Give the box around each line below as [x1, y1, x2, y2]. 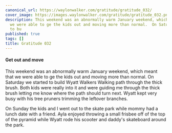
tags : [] [5, 36, 24, 42]
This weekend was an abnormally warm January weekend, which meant [5, 68, 158, 74]
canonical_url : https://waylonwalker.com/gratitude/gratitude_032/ [5, 7, 153, 13]
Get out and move [5, 57, 44, 63]
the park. [5, 122, 25, 128]
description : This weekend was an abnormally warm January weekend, [5, 17, 155, 22]
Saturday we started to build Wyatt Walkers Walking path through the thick [5, 79, 163, 85]
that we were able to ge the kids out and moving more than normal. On [5, 73, 154, 80]
